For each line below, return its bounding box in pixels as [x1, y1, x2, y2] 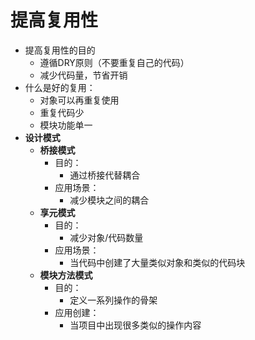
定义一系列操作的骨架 [69, 294, 158, 306]
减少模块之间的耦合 [69, 194, 150, 206]
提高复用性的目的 [24, 44, 96, 56]
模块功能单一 [39, 119, 93, 131]
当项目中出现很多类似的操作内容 [69, 319, 202, 331]
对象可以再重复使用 [39, 94, 120, 106]
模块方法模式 [39, 269, 93, 281]
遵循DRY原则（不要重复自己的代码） [39, 56, 190, 68]
